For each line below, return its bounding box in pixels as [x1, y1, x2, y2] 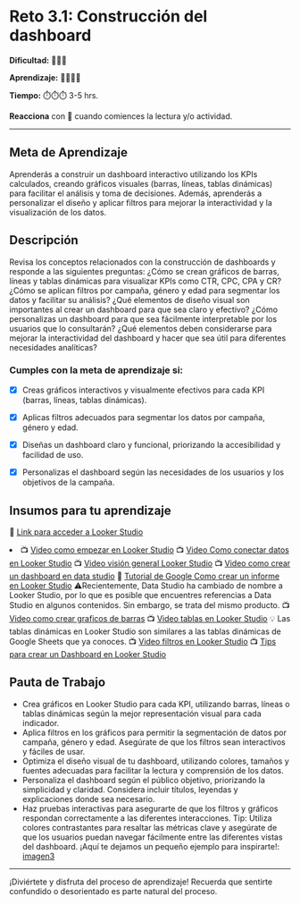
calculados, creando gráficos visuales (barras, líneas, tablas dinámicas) [9, 178, 273, 189]
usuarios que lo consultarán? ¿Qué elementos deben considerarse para [9, 323, 272, 334]
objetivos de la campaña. [21, 477, 115, 488]
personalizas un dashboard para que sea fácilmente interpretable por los [9, 313, 278, 324]
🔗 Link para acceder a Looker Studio [9, 526, 144, 537]
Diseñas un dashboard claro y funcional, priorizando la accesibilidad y [21, 439, 281, 450]
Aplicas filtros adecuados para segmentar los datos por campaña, [21, 411, 265, 422]
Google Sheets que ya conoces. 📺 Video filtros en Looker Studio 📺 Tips [9, 636, 277, 646]
